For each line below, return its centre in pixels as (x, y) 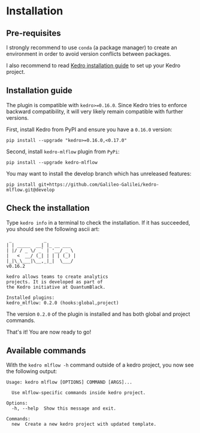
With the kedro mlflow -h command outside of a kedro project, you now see (100, 365)
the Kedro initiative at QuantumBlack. (56, 287)
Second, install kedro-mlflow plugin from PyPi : (63, 152)
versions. (17, 117)
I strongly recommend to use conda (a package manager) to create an (92, 47)
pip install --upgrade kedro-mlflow (52, 162)
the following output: (32, 371)
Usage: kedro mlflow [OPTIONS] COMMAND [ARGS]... (69, 382)
